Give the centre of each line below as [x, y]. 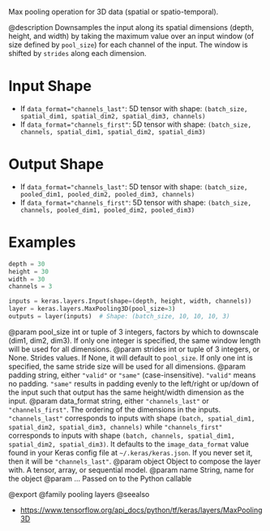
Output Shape [56, 164]
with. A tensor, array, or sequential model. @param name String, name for [131, 469]
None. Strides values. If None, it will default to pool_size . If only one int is [131, 357]
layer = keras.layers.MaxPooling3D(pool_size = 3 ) [92, 309]
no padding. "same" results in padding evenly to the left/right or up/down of [134, 383]
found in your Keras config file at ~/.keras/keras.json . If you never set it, [131, 452]
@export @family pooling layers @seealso [79, 494]
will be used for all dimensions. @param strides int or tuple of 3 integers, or [134, 349]
